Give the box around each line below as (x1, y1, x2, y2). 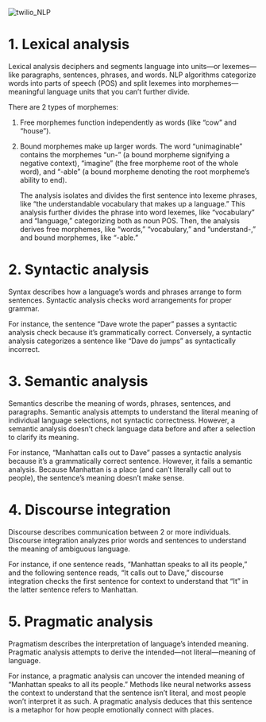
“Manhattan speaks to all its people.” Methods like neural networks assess (8, 679, 252, 689)
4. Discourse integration (8, 501, 172, 519)
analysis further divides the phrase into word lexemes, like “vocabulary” (19, 207, 256, 217)
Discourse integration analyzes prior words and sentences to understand (8, 535, 247, 545)
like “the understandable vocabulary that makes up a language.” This (19, 199, 246, 208)
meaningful (8, 87, 45, 96)
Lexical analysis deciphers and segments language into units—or (8, 61, 221, 71)
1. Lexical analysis (8, 36, 129, 53)
